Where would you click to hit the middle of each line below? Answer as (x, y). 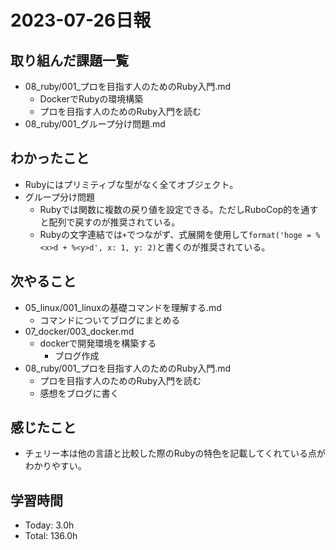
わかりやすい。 (55, 466)
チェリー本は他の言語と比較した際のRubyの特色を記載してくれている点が (175, 453)
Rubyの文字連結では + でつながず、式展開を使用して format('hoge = (175, 234)
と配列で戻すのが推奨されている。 (110, 222)
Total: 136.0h (51, 536)
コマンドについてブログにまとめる (110, 320)
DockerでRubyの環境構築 (91, 99)
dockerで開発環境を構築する (98, 343)
